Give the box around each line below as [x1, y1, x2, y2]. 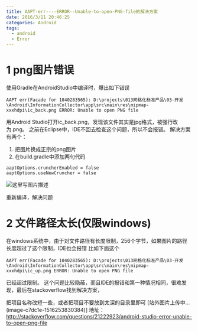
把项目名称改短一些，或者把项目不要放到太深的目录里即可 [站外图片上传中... [6, 299, 190, 306]
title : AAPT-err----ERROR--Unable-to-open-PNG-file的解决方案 [6, 8, 158, 15]
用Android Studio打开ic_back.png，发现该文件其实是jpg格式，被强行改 [6, 118, 178, 125]
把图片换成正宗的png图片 [14, 145, 77, 152]
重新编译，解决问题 [6, 193, 53, 201]
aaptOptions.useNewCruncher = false [6, 170, 96, 176]
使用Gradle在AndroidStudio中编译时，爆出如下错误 [6, 84, 130, 91]
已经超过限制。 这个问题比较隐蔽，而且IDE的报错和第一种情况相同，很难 [6, 279, 182, 286]
